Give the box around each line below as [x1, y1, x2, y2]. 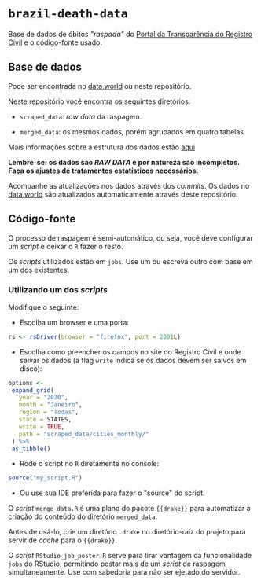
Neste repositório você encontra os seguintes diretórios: [8, 97, 191, 106]
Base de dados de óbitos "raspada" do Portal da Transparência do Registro [8, 29, 253, 39]
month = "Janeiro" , [18, 401, 83, 409]
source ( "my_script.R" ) [8, 474, 83, 482]
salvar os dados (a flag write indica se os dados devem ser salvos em [19, 355, 247, 365]
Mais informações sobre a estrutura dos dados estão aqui [8, 142, 195, 152]
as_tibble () [11, 445, 51, 453]
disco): [19, 364, 42, 373]
